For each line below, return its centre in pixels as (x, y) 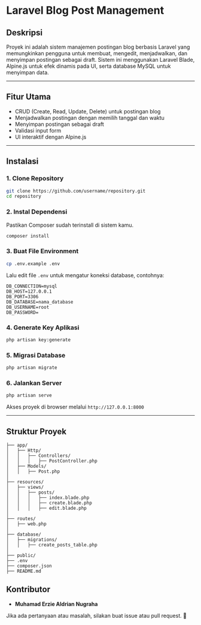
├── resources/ (25, 482)
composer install (28, 236)
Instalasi (22, 162)
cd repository (24, 196)
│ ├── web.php (26, 524)
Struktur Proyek (36, 432)
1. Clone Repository (35, 179)
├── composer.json (29, 566)
